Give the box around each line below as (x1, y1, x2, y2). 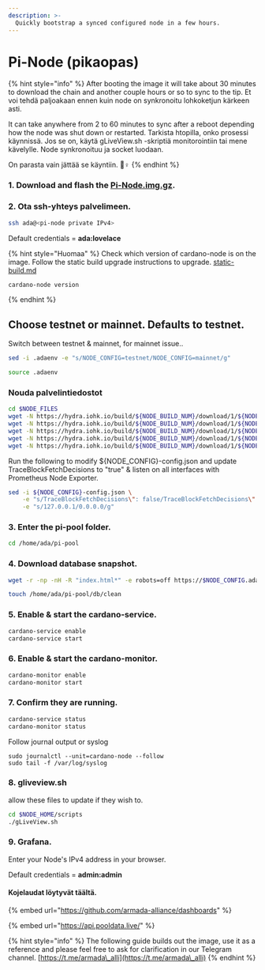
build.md (8, 266, 37, 275)
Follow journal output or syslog (8, 737, 109, 746)
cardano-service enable (8, 627, 87, 635)
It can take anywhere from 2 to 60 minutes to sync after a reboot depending (8, 119, 255, 129)
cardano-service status (8, 715, 87, 723)
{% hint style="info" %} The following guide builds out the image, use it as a (8, 936, 256, 945)
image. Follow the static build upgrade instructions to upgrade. (8, 257, 212, 266)
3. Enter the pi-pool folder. (8, 522, 111, 533)
